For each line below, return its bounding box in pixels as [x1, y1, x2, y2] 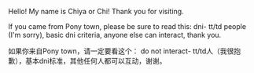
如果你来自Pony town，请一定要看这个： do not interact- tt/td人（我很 [8, 46, 234, 56]
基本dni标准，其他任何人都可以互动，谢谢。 [24, 57, 167, 65]
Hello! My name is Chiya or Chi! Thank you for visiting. [8, 7, 184, 16]
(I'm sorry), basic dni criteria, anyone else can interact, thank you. [8, 31, 222, 39]
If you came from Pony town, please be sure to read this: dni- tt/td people [8, 22, 246, 31]
